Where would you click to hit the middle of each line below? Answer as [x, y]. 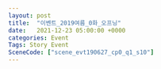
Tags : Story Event [38, 45]
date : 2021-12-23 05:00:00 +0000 [67, 30]
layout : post [30, 15]
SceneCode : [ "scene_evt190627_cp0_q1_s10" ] [81, 52]
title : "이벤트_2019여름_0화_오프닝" [65, 23]
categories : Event [38, 38]
